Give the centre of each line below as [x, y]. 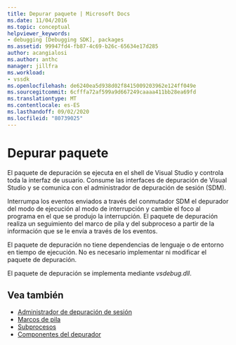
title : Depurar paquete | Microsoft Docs [69, 14]
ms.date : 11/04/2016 [38, 20]
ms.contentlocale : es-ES [44, 105]
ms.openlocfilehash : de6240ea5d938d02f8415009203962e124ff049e [102, 86]
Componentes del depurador [59, 334]
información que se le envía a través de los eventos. [83, 231]
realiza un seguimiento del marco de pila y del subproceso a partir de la [111, 223]
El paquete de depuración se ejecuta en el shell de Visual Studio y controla [116, 172]
